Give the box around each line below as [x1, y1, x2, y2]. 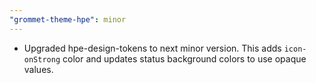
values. [23, 63, 54, 75]
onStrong [23, 54, 61, 65]
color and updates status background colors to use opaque [62, 52, 307, 65]
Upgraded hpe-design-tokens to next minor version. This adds [23, 42, 282, 54]
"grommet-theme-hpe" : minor [9, 14, 127, 25]
